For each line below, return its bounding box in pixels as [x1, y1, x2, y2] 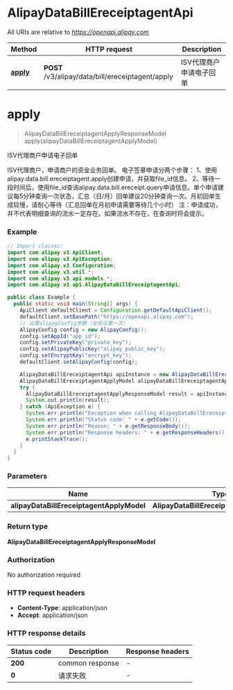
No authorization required [7, 571, 81, 579]
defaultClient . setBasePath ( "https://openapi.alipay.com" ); [19, 313, 194, 320]
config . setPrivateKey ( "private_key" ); [19, 339, 132, 346]
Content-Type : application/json [17, 604, 107, 612]
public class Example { [7, 294, 76, 301]
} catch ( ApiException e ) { [19, 403, 101, 410]
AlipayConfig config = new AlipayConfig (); [19, 326, 148, 333]
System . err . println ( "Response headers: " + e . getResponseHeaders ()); [25, 429, 231, 436]
